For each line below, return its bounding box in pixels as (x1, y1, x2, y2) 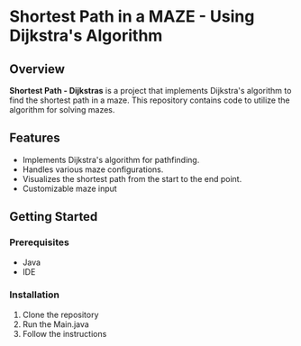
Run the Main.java (22, 318, 90, 330)
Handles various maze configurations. (22, 164, 164, 175)
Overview (9, 61, 66, 77)
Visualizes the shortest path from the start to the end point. (22, 173, 242, 184)
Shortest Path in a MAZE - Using (9, 6, 255, 27)
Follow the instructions (22, 328, 107, 339)
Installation (9, 288, 60, 301)
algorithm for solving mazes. (9, 105, 115, 114)
